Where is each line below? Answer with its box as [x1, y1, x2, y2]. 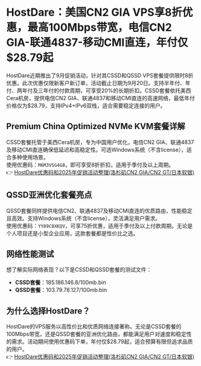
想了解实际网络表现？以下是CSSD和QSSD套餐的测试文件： [6, 266, 152, 273]
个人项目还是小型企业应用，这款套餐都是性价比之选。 [6, 230, 139, 237]
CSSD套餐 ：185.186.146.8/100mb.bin [14, 279, 106, 286]
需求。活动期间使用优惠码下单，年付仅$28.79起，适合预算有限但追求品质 [11, 338, 193, 345]
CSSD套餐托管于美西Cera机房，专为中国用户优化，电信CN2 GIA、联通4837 [6, 138, 194, 145]
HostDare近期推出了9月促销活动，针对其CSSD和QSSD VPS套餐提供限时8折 [6, 72, 194, 79]
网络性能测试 [6, 248, 54, 259]
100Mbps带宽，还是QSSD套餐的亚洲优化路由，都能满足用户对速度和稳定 [6, 330, 187, 338]
